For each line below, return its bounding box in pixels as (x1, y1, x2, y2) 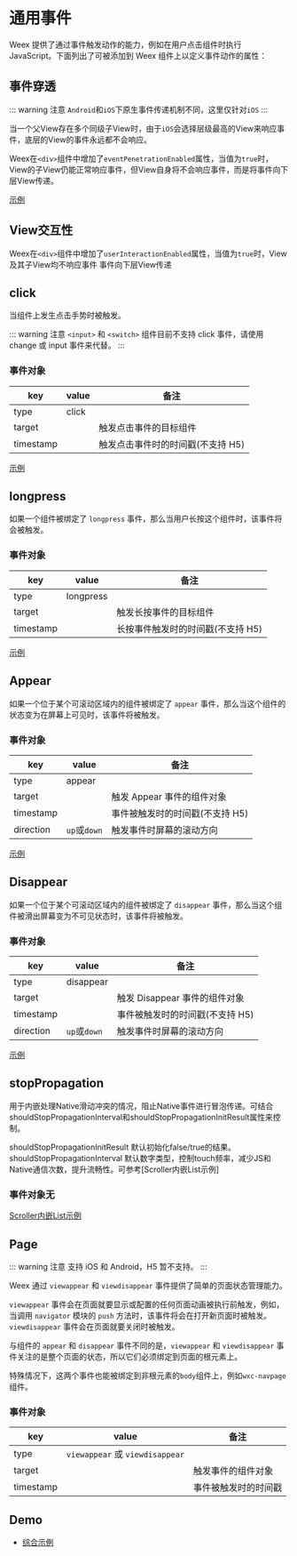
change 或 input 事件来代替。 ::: (9, 340, 126, 351)
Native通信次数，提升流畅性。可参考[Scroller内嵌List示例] (9, 1164, 220, 1175)
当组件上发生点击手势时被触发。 (9, 310, 126, 321)
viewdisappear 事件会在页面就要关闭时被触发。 (9, 1321, 180, 1332)
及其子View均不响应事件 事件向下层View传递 (9, 259, 172, 269)
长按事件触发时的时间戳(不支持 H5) (116, 622, 263, 635)
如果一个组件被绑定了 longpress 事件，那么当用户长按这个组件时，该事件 (9, 513, 275, 525)
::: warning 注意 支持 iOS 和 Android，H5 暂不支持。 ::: (9, 1261, 207, 1271)
